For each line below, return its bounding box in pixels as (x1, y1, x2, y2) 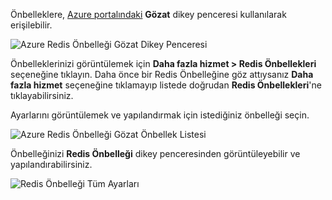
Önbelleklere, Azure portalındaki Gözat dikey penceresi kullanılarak (10, 9, 287, 20)
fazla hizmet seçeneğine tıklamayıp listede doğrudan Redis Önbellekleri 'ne (10, 79, 322, 91)
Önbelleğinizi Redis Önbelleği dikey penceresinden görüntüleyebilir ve (10, 148, 301, 159)
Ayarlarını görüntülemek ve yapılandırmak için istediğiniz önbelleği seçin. (10, 109, 310, 121)
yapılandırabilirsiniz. (10, 159, 93, 170)
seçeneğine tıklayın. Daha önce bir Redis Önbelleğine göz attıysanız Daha (10, 69, 314, 80)
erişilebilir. (10, 19, 53, 31)
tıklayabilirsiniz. (10, 90, 74, 101)
